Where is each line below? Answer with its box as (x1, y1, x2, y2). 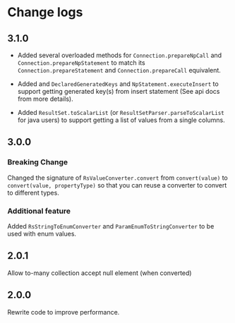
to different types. (7, 188, 60, 197)
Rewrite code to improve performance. (7, 307, 120, 316)
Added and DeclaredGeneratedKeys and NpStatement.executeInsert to (17, 80, 219, 88)
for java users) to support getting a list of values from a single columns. (17, 116, 226, 124)
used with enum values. (7, 229, 76, 238)
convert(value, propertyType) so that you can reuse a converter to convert (7, 181, 227, 189)
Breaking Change (7, 157, 68, 167)
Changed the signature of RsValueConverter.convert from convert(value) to (7, 173, 228, 182)
